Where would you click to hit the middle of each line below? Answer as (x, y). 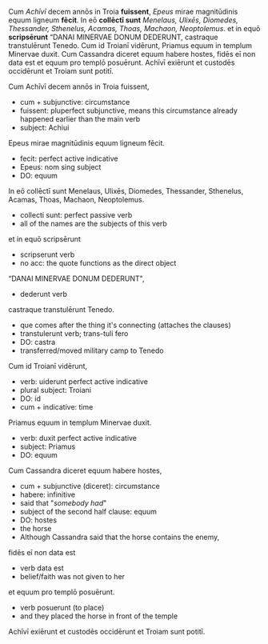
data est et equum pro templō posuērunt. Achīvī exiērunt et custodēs (122, 62)
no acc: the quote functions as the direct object (98, 263)
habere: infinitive (48, 494)
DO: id (30, 398)
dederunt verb (44, 294)
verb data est (42, 568)
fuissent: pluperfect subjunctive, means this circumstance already (128, 110)
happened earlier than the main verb (80, 119)
